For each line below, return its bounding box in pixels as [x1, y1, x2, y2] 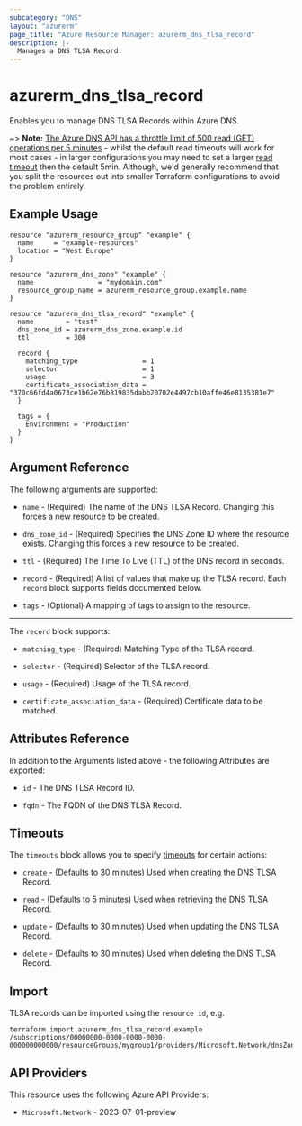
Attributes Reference [9, 731, 129, 747]
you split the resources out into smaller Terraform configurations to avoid [9, 171, 280, 182]
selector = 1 [25, 364, 155, 374]
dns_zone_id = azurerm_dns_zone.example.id [17, 325, 182, 334]
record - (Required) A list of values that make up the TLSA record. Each [22, 573, 287, 584]
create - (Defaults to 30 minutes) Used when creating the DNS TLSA [22, 867, 277, 878]
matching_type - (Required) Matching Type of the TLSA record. [22, 643, 254, 654]
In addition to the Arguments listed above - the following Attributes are [9, 755, 270, 766]
